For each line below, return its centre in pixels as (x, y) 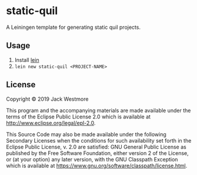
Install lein (27, 60)
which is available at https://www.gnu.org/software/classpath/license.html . (97, 166)
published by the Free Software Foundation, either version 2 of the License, (98, 153)
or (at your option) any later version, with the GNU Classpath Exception (92, 159)
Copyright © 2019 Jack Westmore (47, 99)
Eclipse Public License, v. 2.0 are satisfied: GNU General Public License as (96, 147)
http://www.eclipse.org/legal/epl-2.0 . (51, 123)
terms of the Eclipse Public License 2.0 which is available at (79, 117)
